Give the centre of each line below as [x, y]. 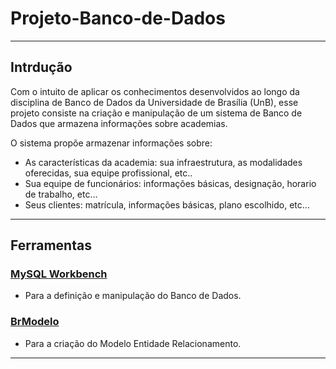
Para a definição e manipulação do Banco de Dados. [133, 296]
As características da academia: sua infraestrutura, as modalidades [163, 162]
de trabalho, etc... [61, 194]
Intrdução [41, 67]
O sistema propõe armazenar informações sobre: [111, 143]
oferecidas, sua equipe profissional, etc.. [108, 173]
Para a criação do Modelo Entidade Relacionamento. [133, 343]
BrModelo [35, 322]
